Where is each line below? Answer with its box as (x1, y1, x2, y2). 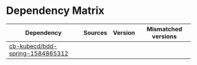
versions (152, 32, 177, 40)
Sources (83, 28, 107, 37)
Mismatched (146, 25, 183, 33)
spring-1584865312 (9, 49, 69, 57)
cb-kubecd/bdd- (9, 42, 57, 50)
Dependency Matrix (6, 4, 104, 17)
